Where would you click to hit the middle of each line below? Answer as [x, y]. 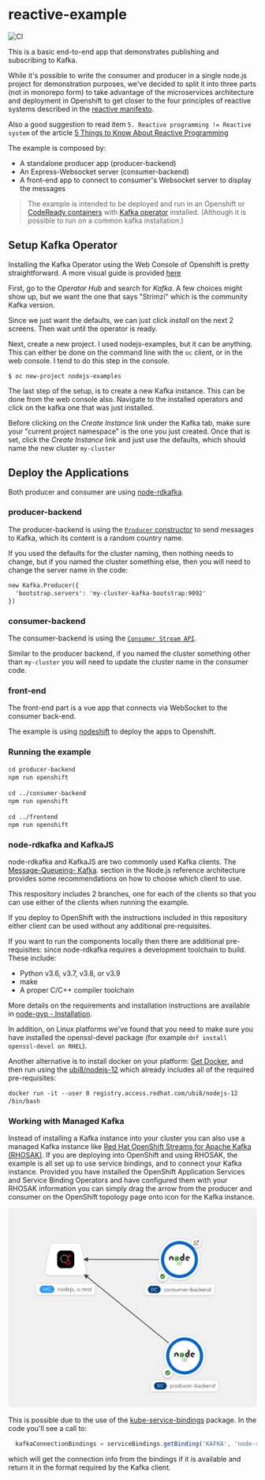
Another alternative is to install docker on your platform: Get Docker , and [126, 1061]
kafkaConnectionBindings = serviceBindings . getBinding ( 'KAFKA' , [123, 1444]
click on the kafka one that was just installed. [81, 408]
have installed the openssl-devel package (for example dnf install [118, 1038]
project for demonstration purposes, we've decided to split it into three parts [132, 84]
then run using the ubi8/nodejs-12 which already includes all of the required [131, 1070]
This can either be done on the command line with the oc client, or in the [125, 352]
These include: [32, 958]
